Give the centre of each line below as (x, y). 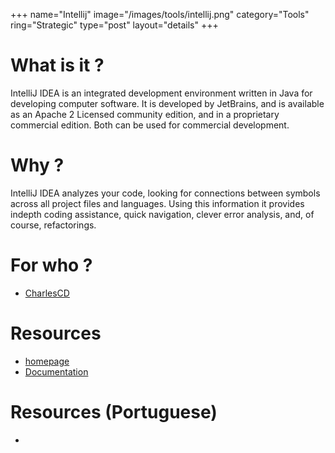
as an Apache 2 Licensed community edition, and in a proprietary (145, 114)
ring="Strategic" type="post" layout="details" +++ (114, 25)
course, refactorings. (53, 225)
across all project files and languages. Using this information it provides (157, 203)
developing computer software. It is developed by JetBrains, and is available (167, 103)
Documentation (56, 371)
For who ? (51, 265)
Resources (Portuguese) (114, 411)
